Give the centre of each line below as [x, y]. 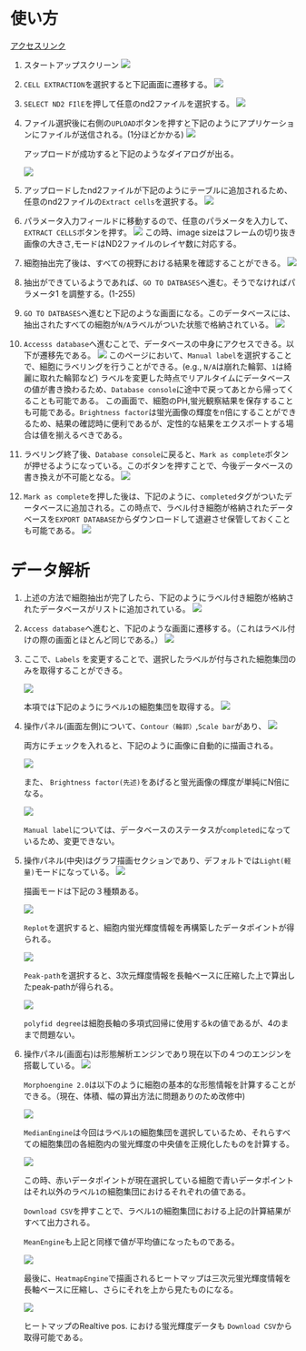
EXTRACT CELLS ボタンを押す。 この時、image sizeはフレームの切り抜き [160, 232]
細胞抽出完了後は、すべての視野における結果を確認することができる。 [154, 263]
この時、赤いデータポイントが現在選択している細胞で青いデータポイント [158, 1180]
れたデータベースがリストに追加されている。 [107, 609]
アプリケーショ [267, 123]
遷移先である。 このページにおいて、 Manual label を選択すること [166, 355]
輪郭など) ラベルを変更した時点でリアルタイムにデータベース [177, 378]
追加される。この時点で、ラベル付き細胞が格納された [171, 507]
